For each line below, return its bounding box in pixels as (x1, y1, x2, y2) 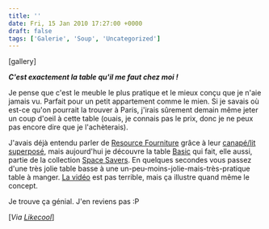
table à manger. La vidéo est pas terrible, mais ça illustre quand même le (8, 172, 250, 182)
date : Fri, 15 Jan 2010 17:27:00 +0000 (8, 19, 143, 28)
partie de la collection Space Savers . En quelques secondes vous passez (8, 155, 252, 165)
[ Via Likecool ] (8, 212, 55, 223)
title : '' (8, 11, 42, 20)
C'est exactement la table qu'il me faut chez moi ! (8, 72, 179, 82)
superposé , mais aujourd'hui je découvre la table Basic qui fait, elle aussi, (8, 146, 253, 156)
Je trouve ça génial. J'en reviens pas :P (8, 197, 140, 206)
